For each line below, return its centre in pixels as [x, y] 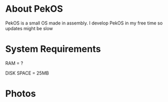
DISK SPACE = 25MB [27, 73]
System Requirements [53, 49]
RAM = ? [14, 63]
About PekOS [34, 9]
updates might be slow [29, 28]
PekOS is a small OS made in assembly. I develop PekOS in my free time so [84, 23]
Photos [21, 94]
